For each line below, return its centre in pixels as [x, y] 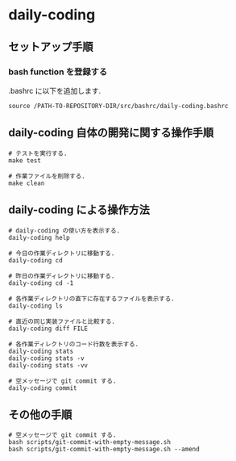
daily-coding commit [43, 388]
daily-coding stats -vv [48, 365]
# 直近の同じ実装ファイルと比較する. [62, 321]
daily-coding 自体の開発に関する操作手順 [111, 133]
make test [25, 160]
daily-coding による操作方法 [79, 210]
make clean [27, 183]
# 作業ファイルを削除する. [47, 176]
